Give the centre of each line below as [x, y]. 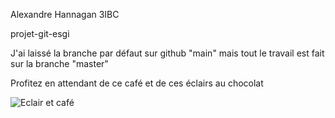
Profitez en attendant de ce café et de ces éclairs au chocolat [137, 83]
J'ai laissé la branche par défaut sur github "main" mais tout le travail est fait [167, 53]
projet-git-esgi [40, 33]
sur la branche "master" [59, 63]
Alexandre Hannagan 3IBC [65, 14]
